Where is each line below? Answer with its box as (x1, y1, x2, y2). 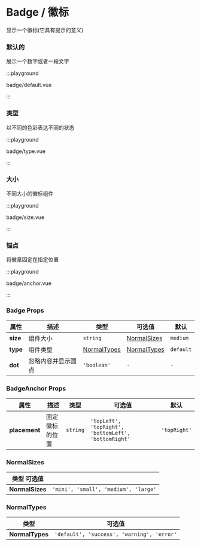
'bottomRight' (90, 436, 130, 442)
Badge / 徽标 (6, 5, 69, 19)
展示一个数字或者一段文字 (6, 58, 69, 65)
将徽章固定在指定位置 (6, 256, 59, 263)
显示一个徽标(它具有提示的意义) (6, 26, 84, 34)
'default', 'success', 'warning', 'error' (54, 531, 178, 538)
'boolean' (83, 362, 111, 369)
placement (9, 425, 41, 434)
